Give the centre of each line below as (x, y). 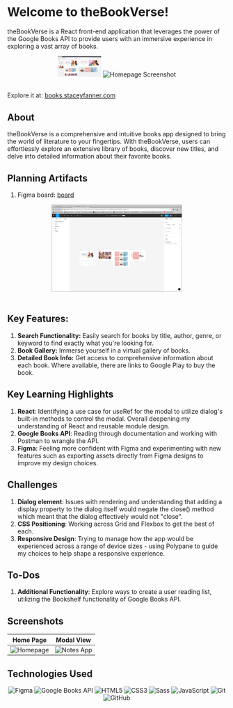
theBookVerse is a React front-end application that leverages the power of (114, 31)
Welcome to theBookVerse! (88, 12)
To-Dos (24, 575)
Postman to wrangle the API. (58, 441)
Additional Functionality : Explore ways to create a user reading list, (114, 592)
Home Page (30, 640)
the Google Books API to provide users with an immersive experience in (110, 38)
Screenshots (35, 621)
